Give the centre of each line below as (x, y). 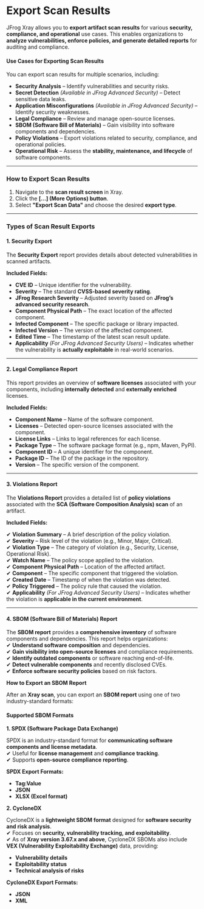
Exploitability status (41, 864)
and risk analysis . (29, 827)
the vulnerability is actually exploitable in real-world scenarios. (94, 349)
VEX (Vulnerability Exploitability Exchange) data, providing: (83, 846)
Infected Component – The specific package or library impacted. (97, 324)
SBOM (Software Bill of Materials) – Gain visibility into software (95, 125)
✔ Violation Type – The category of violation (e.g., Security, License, (93, 547)
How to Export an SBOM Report (46, 683)
